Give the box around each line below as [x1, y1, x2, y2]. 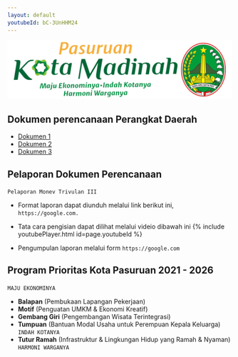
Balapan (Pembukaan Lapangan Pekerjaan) [17, 297, 146, 306]
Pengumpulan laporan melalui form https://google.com [17, 243, 180, 253]
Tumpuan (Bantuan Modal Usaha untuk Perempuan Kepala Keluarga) [17, 320, 221, 328]
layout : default [7, 11, 56, 19]
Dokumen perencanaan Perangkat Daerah [7, 113, 197, 125]
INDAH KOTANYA [17, 328, 60, 336]
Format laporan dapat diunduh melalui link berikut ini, [17, 201, 175, 210]
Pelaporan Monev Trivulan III [7, 188, 98, 196]
